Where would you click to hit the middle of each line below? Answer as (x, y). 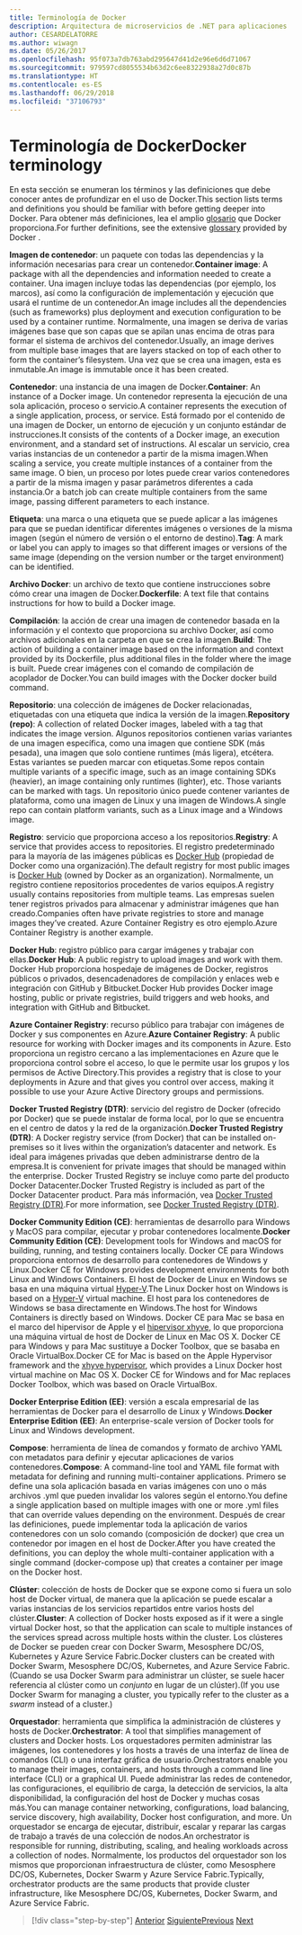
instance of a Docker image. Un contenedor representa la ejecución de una (148, 397)
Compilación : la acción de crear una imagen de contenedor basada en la (145, 620)
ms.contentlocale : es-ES (56, 85)
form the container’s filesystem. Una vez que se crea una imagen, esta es (145, 360)
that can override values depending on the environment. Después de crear (147, 1515)
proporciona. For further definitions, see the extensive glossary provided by (148, 228)
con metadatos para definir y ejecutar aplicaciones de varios (122, 1458)
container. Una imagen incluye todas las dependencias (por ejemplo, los (143, 283)
